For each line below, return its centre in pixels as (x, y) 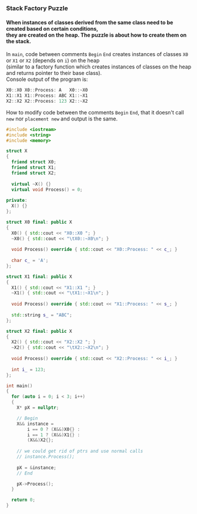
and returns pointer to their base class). (54, 73)
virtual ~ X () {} (31, 184)
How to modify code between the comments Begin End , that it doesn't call (95, 112)
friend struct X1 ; (34, 168)
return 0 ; (23, 500)
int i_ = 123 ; (29, 369)
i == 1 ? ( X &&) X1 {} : (54, 435)
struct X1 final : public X (39, 276)
